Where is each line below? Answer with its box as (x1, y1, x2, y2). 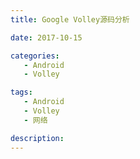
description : (10, 133, 65, 143)
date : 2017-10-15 (10, 32, 83, 43)
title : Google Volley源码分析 (10, 14, 130, 25)
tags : (10, 87, 33, 98)
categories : (10, 51, 60, 61)
